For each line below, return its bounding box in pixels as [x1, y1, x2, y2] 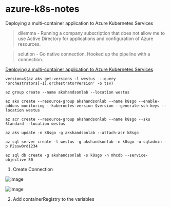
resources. [17, 41, 41, 47]
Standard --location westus [5, 121, 66, 126]
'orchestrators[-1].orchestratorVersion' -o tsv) [5, 81, 114, 86]
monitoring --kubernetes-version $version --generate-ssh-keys [21, 103, 160, 108]
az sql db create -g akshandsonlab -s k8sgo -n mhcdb [5, 153, 123, 158]
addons [5, 103, 20, 108]
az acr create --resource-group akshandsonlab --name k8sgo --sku [5, 117, 150, 122]
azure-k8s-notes [5, 3, 80, 15]
